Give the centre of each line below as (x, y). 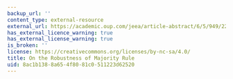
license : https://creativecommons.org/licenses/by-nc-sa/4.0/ (99, 52)
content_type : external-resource (55, 20)
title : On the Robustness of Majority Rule (71, 58)
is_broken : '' (28, 45)
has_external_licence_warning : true (60, 33)
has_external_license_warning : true (60, 39)
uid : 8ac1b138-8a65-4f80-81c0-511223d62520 (71, 65)
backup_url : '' (29, 13)
